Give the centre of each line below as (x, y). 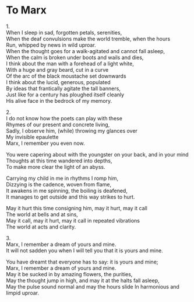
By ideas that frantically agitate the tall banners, (63, 88)
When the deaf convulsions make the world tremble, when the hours (88, 39)
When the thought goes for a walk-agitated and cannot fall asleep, (85, 51)
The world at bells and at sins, (42, 214)
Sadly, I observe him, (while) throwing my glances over (72, 131)
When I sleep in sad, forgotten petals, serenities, (64, 32)
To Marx (26, 10)
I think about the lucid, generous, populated (58, 82)
